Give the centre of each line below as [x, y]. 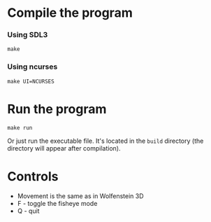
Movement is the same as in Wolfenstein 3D [81, 196]
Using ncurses [32, 67]
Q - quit [28, 211]
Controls [33, 176]
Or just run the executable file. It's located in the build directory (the [105, 141]
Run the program [57, 109]
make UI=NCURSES [31, 81]
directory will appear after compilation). [64, 148]
